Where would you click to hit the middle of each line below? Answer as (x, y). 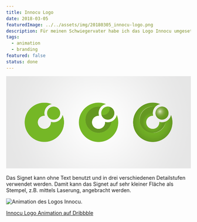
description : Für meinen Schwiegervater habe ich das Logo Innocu (89, 31)
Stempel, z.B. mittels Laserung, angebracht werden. (69, 190)
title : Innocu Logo (30, 12)
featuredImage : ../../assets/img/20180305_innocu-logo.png (80, 25)
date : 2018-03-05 (27, 18)
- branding (25, 50)
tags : (13, 37)
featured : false (26, 56)
